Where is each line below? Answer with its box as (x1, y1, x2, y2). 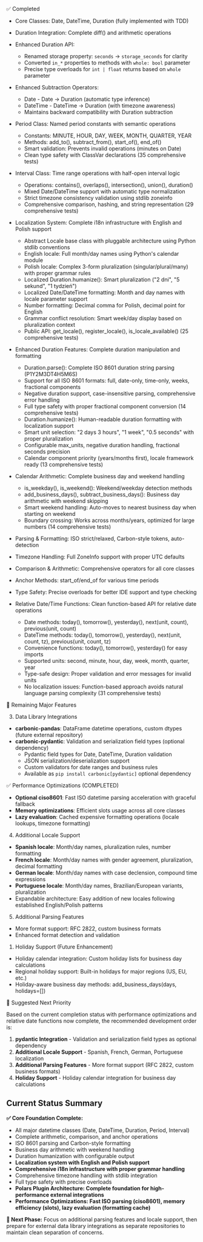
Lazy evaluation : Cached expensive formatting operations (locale (15, 814, 179, 820)
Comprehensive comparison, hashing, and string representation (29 (24, 201, 194, 208)
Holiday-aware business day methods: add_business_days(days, (15, 981, 177, 988)
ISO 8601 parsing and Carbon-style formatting (15, 1139, 131, 1147)
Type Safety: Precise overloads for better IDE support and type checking (15, 589, 197, 595)
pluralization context (24, 321, 76, 328)
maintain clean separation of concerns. (6, 1229, 104, 1236)
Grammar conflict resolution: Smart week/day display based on (24, 315, 182, 321)
